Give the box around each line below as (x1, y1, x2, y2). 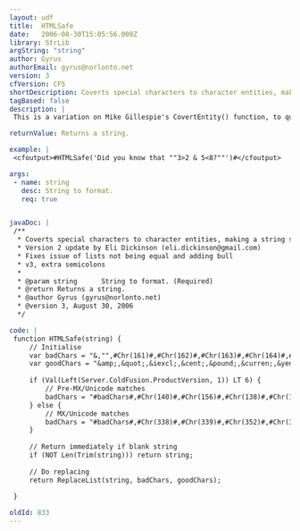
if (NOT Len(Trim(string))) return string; (29, 451, 194, 459)
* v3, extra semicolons (17, 260, 105, 269)
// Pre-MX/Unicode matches (45, 384, 146, 393)
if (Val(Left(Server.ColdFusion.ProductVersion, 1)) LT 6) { (29, 376, 262, 385)
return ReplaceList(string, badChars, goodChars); (29, 476, 221, 485)
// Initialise (29, 342, 82, 351)
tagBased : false (9, 96, 70, 105)
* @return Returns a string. (17, 285, 126, 294)
